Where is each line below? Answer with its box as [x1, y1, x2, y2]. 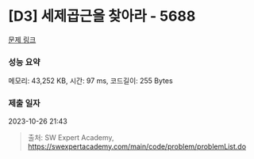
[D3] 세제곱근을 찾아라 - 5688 [8, 7, 196, 25]
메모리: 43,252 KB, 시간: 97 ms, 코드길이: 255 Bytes [8, 76, 173, 85]
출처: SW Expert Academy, [27, 132, 114, 142]
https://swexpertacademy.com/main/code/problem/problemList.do [27, 142, 247, 151]
